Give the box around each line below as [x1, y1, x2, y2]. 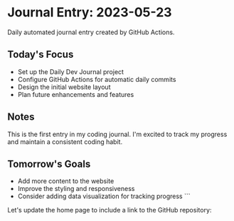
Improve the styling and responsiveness [17, 185, 135, 193]
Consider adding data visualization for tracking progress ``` [17, 192, 191, 200]
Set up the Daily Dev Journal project [17, 67, 124, 76]
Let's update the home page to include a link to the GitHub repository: [7, 206, 212, 215]
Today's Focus [7, 48, 74, 61]
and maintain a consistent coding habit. [7, 137, 123, 146]
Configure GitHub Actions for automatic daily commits [17, 75, 176, 83]
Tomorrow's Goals [7, 158, 91, 170]
